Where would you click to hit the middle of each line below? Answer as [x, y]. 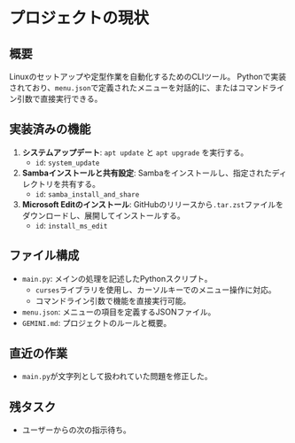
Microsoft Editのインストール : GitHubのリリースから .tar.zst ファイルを [152, 204]
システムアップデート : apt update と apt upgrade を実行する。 [135, 152]
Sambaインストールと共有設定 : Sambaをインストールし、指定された [147, 173]
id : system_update [67, 162]
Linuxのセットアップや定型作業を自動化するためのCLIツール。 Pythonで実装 [147, 77]
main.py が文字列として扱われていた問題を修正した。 [117, 377]
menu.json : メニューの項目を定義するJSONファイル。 [119, 312]
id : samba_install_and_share [87, 194]
